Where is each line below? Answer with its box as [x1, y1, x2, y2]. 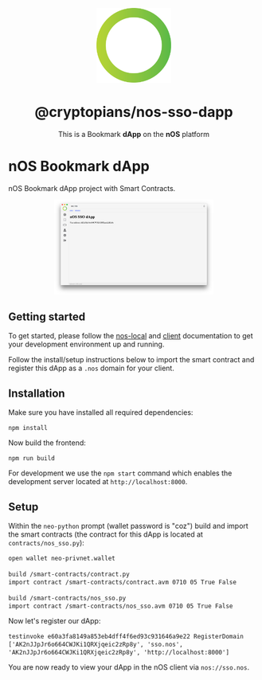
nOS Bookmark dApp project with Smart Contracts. [8, 184, 176, 193]
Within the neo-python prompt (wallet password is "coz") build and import [8, 522, 248, 531]
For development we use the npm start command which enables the [8, 468, 233, 478]
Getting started [8, 311, 86, 324]
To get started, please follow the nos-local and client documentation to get [8, 331, 253, 341]
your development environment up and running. [8, 339, 165, 350]
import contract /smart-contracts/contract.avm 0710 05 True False [8, 578, 237, 587]
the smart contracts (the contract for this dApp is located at [8, 530, 203, 539]
